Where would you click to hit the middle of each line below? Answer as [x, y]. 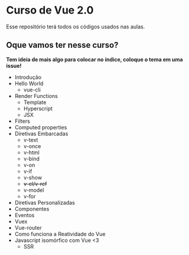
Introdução [28, 77]
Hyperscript [38, 108]
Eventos [25, 215]
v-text [31, 140]
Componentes [32, 209]
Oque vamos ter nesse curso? [62, 45]
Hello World [29, 83]
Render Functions [36, 96]
